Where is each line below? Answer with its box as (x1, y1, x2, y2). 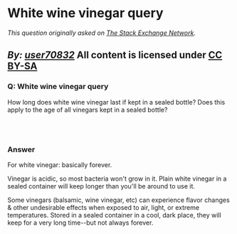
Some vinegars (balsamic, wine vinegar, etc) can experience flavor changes (7, 196, 230, 204)
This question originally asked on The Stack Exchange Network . (7, 28, 196, 37)
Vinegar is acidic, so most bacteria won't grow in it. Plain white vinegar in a (7, 174, 227, 183)
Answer (7, 144, 36, 154)
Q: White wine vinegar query (7, 82, 109, 92)
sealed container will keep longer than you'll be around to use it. (7, 181, 196, 190)
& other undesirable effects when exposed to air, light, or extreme (7, 203, 200, 211)
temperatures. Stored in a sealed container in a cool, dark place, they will (7, 211, 222, 219)
